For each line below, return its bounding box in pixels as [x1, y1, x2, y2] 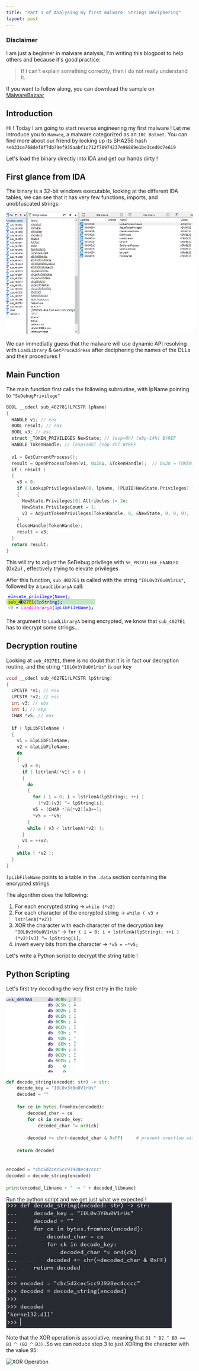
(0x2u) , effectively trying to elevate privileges [6, 565, 118, 572]
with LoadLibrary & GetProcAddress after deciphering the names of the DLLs [6, 347, 191, 354]
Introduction [6, 108, 53, 119]
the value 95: [6, 1347, 38, 1354]
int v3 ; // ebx [11, 700, 49, 707]
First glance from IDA [6, 172, 86, 182]
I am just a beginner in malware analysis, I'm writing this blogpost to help [6, 49, 184, 56]
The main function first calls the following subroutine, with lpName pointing [6, 385, 190, 392]
